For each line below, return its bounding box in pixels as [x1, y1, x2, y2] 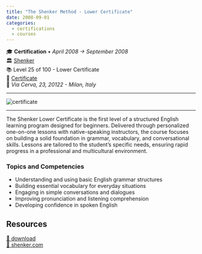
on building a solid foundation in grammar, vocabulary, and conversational [6, 135, 189, 142]
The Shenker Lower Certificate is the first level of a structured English [6, 115, 179, 123]
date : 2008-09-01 [6, 14, 50, 20]
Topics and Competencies [6, 163, 84, 171]
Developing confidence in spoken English [14, 202, 118, 209]
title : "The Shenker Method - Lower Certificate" [6, 8, 133, 15]
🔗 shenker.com [6, 241, 43, 249]
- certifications [11, 25, 55, 32]
